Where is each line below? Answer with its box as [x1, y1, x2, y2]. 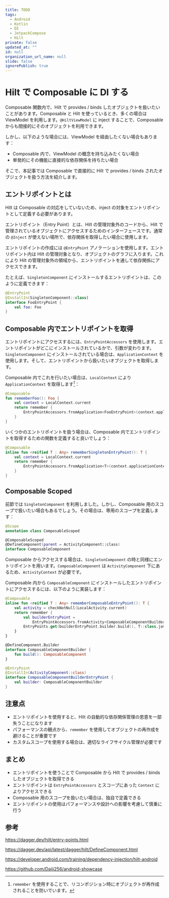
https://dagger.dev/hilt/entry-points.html [5, 837, 89, 843]
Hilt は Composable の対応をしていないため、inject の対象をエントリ [5, 204, 147, 210]
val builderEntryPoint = [23, 614, 75, 620]
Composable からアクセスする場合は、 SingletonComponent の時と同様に [5, 557, 154, 563]
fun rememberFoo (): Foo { [5, 396, 59, 401]
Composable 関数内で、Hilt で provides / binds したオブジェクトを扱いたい [5, 104, 160, 111]
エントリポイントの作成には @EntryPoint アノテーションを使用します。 [5, 244, 151, 250]
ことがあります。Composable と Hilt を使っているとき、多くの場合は [5, 111, 147, 117]
